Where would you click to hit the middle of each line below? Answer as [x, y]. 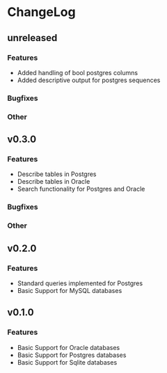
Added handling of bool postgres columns [77, 72]
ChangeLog [41, 12]
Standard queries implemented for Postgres [80, 283]
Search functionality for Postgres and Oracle [81, 189]
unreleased [32, 38]
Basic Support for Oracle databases [69, 347]
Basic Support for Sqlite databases [67, 362]
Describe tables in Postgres [57, 174]
